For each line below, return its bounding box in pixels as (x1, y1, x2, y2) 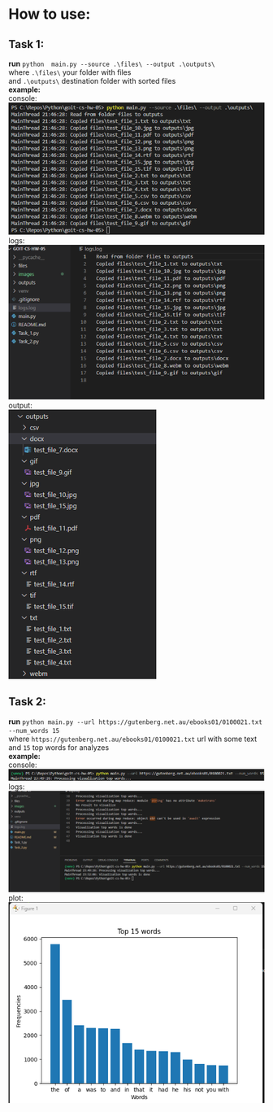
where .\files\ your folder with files (8, 68, 132, 77)
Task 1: (8, 37, 45, 51)
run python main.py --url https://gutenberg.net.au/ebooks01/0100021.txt (8, 717, 262, 726)
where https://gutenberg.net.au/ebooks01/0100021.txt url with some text (8, 734, 258, 744)
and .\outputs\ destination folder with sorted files (8, 76, 176, 85)
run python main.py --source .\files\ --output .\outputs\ (8, 59, 215, 68)
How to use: (8, 5, 91, 24)
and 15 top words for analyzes (8, 742, 110, 752)
